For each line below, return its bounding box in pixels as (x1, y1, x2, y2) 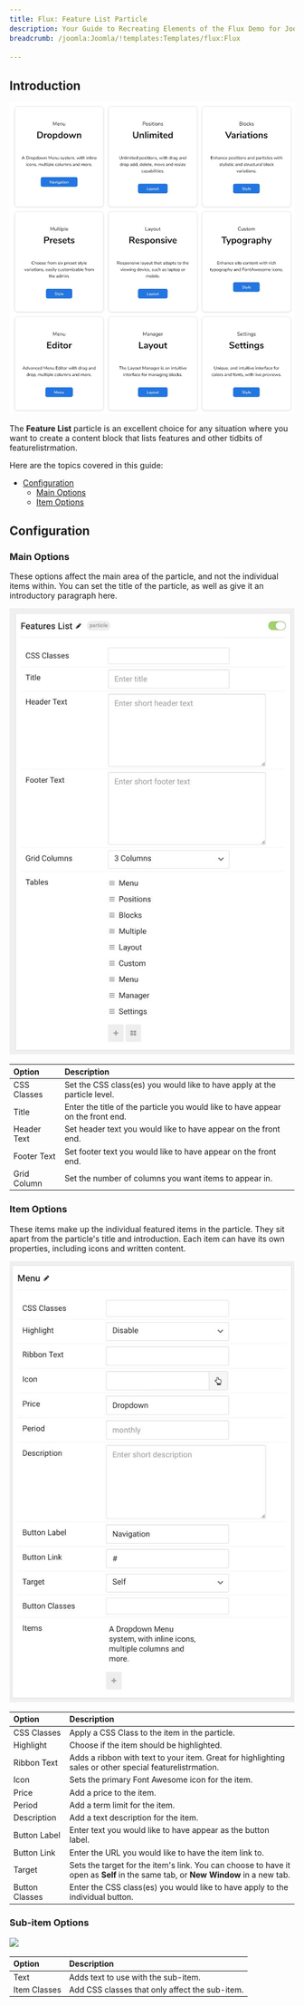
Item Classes (13, 1984, 62, 1995)
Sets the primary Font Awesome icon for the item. (69, 1774, 253, 1785)
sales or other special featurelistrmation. (69, 1762, 220, 1772)
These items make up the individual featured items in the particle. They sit (9, 1223, 285, 1234)
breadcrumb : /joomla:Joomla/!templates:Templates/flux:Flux (9, 34, 242, 43)
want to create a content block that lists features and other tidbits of (9, 433, 263, 444)
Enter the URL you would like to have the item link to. (69, 1847, 264, 1857)
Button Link (13, 1847, 56, 1857)
